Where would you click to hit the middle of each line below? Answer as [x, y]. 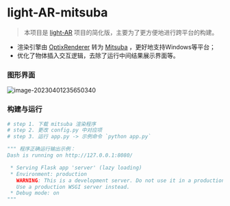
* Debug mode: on [35, 193]
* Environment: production [49, 174]
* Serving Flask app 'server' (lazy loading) [76, 168]
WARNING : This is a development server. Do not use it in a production [120, 180]
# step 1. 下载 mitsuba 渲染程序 [52, 124]
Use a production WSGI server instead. [73, 187]
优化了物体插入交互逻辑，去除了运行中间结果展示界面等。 [98, 55]
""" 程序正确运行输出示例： [41, 149]
